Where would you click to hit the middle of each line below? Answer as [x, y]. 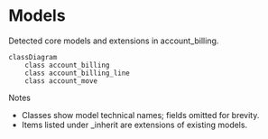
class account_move [61, 81]
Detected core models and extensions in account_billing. [114, 41]
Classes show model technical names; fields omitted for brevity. [140, 115]
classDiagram [33, 57]
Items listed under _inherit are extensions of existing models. [134, 125]
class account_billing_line [77, 73]
